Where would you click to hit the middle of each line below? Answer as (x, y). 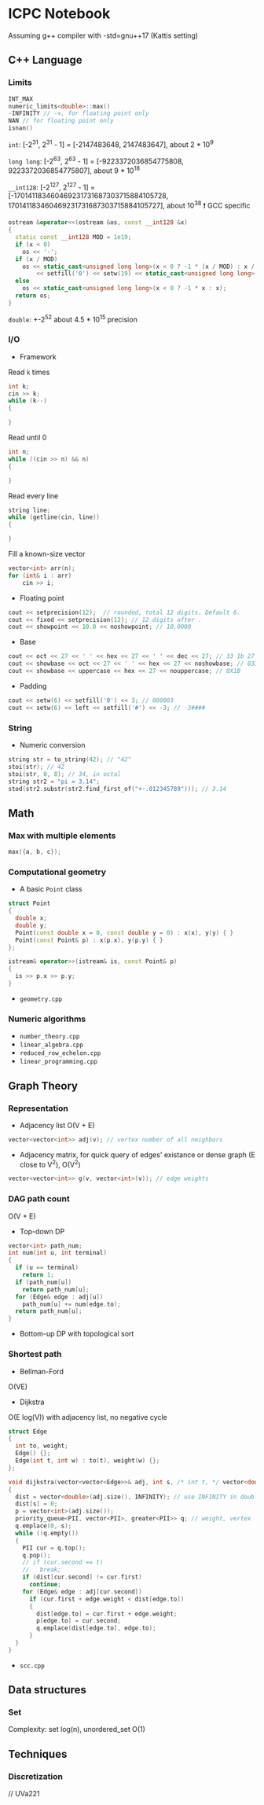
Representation (38, 1108)
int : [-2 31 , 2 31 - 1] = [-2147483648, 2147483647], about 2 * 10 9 (111, 144)
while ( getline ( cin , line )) (54, 517)
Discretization (35, 1776)
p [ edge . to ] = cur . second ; (79, 1621)
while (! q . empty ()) (47, 1533)
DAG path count (39, 1199)
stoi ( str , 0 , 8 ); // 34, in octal (65, 774)
